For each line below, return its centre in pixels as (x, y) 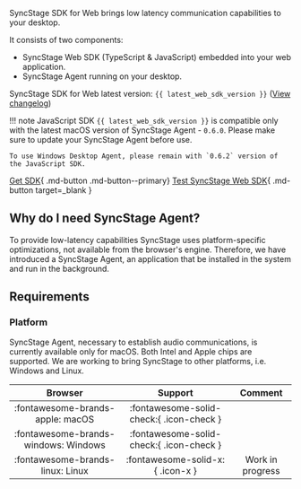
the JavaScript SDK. (48, 164)
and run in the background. (60, 268)
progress (261, 470)
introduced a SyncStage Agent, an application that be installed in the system (150, 258)
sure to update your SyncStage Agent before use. (101, 140)
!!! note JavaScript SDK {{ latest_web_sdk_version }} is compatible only (144, 121)
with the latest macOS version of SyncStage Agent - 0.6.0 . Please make (142, 130)
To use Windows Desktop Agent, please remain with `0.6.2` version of (144, 156)
